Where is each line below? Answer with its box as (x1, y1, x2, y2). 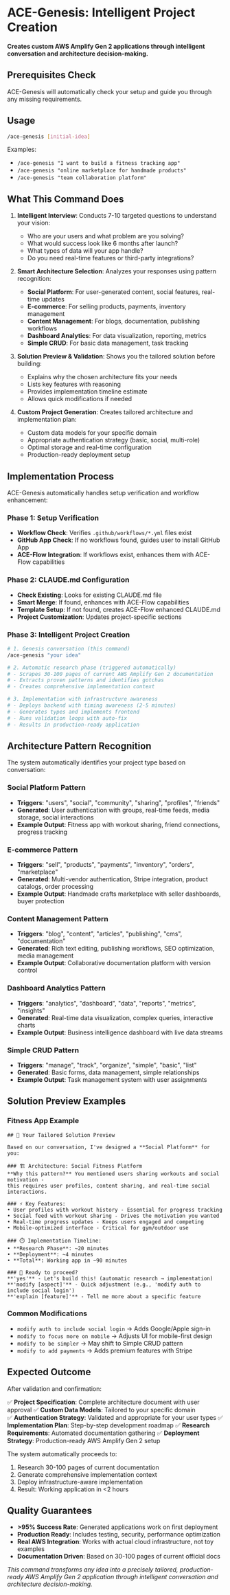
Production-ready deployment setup (27, 451, 130, 459)
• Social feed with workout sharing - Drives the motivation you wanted (7, 1212, 220, 1219)
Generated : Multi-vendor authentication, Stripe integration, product (16, 874, 208, 883)
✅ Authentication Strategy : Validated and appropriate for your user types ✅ (7, 1413, 223, 1421)
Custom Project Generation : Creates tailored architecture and (16, 408, 194, 416)
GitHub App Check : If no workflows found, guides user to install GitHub (16, 536, 220, 544)
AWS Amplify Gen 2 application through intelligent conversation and (25, 1573, 218, 1581)
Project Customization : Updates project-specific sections (16, 613, 182, 621)
